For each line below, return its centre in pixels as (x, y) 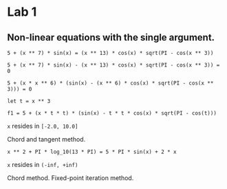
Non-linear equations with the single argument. (111, 37)
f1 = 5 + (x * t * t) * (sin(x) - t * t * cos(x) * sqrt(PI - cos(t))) (112, 113)
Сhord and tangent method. (46, 139)
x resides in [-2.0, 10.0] (43, 126)
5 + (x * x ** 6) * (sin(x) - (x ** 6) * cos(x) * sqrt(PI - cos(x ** (110, 83)
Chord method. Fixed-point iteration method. (71, 178)
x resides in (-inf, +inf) (43, 165)
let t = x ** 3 (29, 101)
